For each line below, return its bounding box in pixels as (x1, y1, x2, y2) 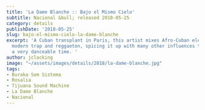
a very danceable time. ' (12, 49, 78, 55)
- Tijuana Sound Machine (6, 83, 70, 89)
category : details (6, 20, 53, 26)
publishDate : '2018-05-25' (6, 26, 75, 32)
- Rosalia (6, 77, 32, 83)
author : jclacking (6, 54, 53, 61)
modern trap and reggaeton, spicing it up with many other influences (12, 43, 195, 50)
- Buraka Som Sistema (6, 71, 62, 78)
